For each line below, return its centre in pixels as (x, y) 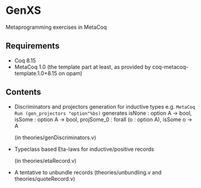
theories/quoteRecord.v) (45, 178)
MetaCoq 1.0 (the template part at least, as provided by (82, 67)
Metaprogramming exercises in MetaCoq (56, 27)
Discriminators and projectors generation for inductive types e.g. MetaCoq (105, 106)
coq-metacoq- (170, 67)
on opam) (70, 73)
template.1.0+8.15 (36, 73)
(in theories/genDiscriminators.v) (55, 137)
